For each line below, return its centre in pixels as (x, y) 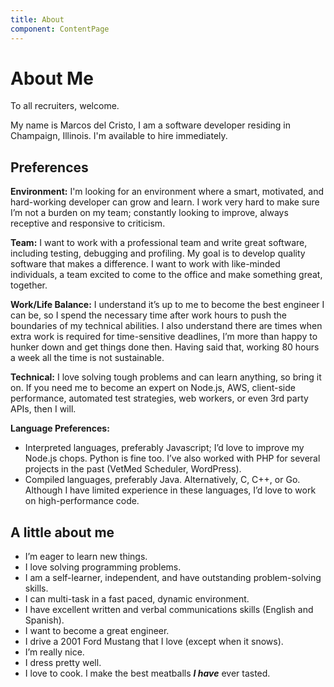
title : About (37, 19)
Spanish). (44, 620)
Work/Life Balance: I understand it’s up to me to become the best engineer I (167, 305)
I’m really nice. (54, 652)
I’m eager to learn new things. (86, 557)
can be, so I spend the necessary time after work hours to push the (148, 315)
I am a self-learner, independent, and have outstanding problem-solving (173, 578)
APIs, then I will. (43, 409)
